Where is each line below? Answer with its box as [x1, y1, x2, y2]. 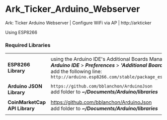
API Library [7, 105, 35, 112]
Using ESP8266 [5, 29, 37, 35]
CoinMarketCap [7, 99, 46, 106]
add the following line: [50, 68, 102, 75]
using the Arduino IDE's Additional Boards [50, 56, 148, 63]
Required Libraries [5, 41, 51, 48]
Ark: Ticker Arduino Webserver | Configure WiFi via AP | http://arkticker [5, 20, 152, 26]
